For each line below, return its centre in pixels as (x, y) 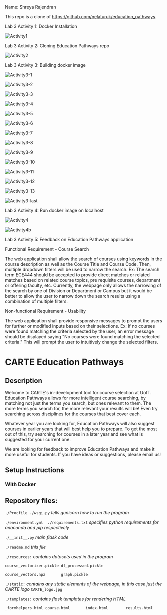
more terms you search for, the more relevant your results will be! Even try (81, 408)
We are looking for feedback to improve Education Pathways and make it (80, 449)
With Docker (21, 484)
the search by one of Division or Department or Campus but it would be (79, 291)
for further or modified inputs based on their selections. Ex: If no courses (80, 326)
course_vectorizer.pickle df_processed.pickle (54, 566)
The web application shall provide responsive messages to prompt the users (83, 321)
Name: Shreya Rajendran (31, 7)
